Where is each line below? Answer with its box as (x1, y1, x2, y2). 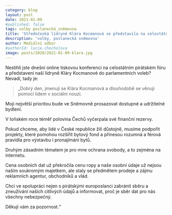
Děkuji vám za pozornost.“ (5, 203, 61, 210)
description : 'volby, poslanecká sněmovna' (5, 36, 100, 41)
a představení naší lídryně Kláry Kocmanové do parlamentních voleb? (5, 70, 152, 76)
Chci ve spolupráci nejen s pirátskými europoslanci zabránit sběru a (5, 183, 148, 189)
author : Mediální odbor (5, 41, 56, 46)
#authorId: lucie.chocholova (5, 46, 68, 51)
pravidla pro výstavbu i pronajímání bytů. (5, 137, 91, 143)
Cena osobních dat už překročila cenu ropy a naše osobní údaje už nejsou (5, 162, 162, 168)
